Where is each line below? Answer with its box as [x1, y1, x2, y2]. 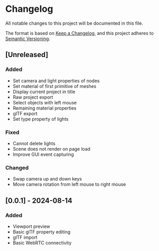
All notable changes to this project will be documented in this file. [5, 20, 144, 26]
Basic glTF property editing [12, 228, 71, 235]
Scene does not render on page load [12, 146, 91, 152]
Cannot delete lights [12, 140, 55, 147]
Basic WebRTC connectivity [12, 240, 72, 246]
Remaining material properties [12, 105, 77, 111]
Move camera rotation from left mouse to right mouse [12, 181, 126, 188]
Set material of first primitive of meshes [12, 83, 96, 89]
